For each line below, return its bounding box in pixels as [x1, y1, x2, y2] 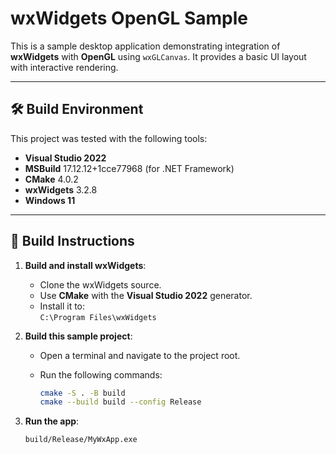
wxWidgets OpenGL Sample [10, 7, 248, 30]
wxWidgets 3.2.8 [24, 183, 98, 196]
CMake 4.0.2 [24, 173, 79, 185]
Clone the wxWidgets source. [39, 278, 162, 291]
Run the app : [24, 415, 80, 427]
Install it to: [39, 300, 86, 312]
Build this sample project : [24, 330, 133, 342]
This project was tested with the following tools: [10, 132, 208, 144]
